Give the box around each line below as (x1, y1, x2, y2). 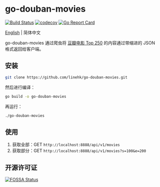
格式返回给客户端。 (5, 46, 44, 52)
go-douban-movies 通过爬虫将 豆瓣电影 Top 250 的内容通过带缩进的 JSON (5, 40, 155, 46)
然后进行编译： (5, 84, 35, 90)
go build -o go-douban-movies (5, 94, 67, 99)
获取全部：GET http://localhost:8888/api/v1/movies (12, 142, 120, 148)
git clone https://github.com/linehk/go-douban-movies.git (5, 75, 128, 80)
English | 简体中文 (5, 29, 41, 35)
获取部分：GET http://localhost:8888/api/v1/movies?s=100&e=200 (12, 148, 146, 154)
